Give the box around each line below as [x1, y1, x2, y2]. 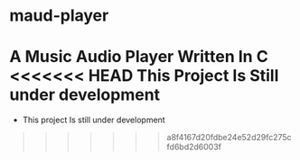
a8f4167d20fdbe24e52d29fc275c [166, 132, 292, 143]
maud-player [9, 5, 109, 26]
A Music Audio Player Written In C [9, 47, 268, 67]
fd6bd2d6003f [166, 141, 222, 153]
